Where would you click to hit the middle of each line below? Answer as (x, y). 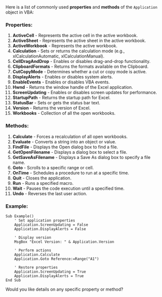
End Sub (13, 280)
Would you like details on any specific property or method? (64, 289)
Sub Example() (20, 216)
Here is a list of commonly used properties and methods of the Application (81, 7)
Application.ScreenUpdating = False (51, 225)
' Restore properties (36, 267)
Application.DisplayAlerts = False (50, 229)
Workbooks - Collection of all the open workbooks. (64, 113)
